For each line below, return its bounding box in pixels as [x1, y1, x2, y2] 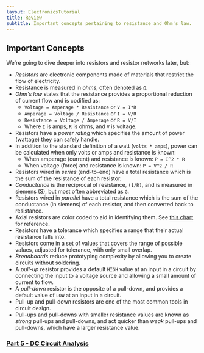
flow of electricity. [15, 78, 61, 85]
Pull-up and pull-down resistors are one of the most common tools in [15, 298, 188, 305]
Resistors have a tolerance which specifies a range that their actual [15, 227, 184, 234]
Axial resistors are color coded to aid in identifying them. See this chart [15, 214, 194, 221]
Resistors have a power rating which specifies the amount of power [15, 129, 185, 137]
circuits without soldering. [15, 259, 81, 266]
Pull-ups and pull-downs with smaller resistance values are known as [15, 311, 189, 318]
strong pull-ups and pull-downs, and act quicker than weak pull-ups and [15, 318, 197, 325]
